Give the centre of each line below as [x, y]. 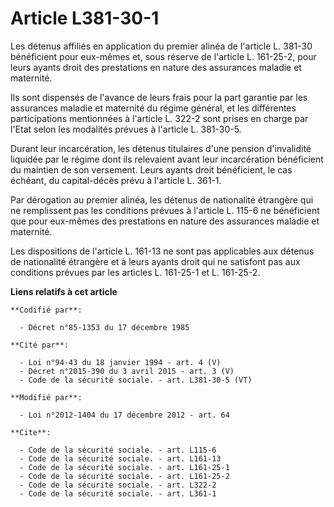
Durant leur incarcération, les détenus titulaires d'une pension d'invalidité [161, 148]
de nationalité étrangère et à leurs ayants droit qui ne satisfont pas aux [155, 261]
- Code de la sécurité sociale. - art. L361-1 [118, 493]
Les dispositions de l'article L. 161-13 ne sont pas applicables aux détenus [162, 251]
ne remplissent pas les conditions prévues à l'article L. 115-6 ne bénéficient [165, 210]
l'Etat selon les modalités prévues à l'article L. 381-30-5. [126, 129]
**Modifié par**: [46, 397]
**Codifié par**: [46, 310]
